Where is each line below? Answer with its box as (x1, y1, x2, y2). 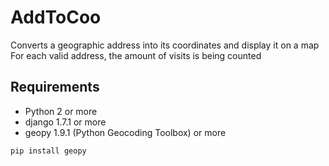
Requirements (10, 79, 100, 96)
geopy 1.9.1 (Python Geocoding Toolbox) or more (24, 126, 227, 138)
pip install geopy (10, 146, 87, 156)
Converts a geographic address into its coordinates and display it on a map (10, 39, 320, 51)
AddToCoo (10, 6, 102, 29)
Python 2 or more (24, 105, 98, 117)
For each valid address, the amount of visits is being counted (10, 49, 262, 61)
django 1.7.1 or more (24, 116, 107, 128)
